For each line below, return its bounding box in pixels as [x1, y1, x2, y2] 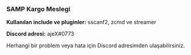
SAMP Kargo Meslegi [6, 5, 71, 13]
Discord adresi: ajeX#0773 [6, 30, 74, 37]
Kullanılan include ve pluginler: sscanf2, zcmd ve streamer [6, 19, 157, 26]
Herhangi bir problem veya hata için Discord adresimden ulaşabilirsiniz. [6, 42, 185, 50]
